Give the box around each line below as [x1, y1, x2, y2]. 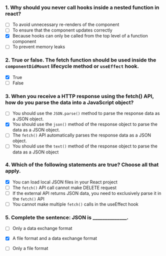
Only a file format [12, 245, 48, 251]
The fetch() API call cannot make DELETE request [12, 184, 116, 190]
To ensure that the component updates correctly [12, 27, 112, 33]
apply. [5, 167, 21, 174]
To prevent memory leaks [12, 44, 65, 50]
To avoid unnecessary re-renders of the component [12, 21, 119, 27]
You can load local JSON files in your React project [12, 179, 117, 185]
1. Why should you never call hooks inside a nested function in [5, 4, 159, 11]
